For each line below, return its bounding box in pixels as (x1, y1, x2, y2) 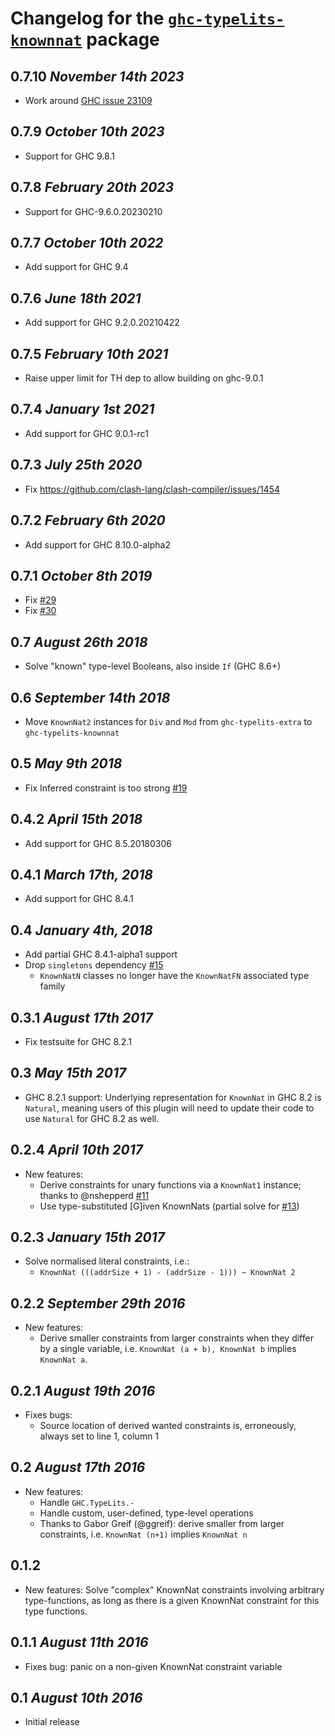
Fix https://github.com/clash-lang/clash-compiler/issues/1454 (24, 483, 281, 495)
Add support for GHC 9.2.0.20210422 (24, 317, 180, 329)
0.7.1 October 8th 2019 (10, 567, 153, 584)
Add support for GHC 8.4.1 (24, 893, 134, 905)
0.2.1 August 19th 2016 (10, 1382, 156, 1399)
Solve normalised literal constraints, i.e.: (24, 1255, 190, 1267)
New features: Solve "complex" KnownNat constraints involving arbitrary (24, 1583, 325, 1596)
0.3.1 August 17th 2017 (10, 1009, 153, 1026)
